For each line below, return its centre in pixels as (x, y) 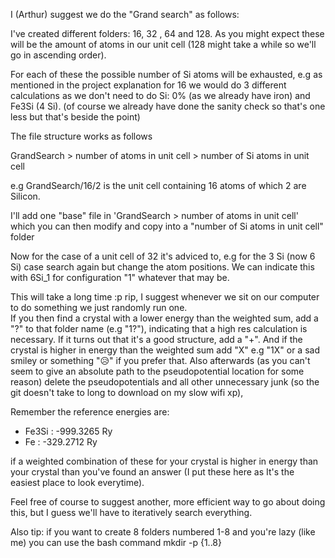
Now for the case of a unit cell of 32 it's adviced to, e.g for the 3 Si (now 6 (163, 256)
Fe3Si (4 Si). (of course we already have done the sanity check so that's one (168, 106)
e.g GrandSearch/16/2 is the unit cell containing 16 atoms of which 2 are (158, 185)
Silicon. (25, 196)
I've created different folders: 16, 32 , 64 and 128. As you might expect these (167, 33)
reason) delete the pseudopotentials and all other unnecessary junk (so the (165, 382)
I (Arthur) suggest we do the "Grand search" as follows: (125, 14)
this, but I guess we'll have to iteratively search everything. (131, 512)
